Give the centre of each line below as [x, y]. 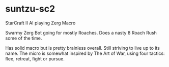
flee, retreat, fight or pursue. [35, 58]
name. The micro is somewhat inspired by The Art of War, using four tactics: [85, 53]
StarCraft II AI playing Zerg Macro [40, 23]
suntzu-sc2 [30, 9]
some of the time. [24, 38]
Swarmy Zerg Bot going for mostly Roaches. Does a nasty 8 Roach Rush [81, 32]
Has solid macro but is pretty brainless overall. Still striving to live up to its [83, 48]
